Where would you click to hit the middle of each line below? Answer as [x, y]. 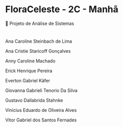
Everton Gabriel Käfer [28, 81]
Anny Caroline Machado [30, 61]
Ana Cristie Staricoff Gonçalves [38, 51]
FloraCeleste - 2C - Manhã [62, 9]
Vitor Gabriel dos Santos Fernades [41, 120]
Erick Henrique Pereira [29, 71]
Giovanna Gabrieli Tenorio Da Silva [41, 90]
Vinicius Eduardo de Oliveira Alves [41, 110]
